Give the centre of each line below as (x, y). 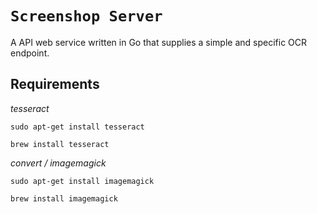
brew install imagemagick (64, 198)
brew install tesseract (60, 144)
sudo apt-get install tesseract (77, 127)
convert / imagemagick (58, 163)
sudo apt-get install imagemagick (82, 181)
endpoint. (30, 53)
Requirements (55, 84)
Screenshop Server (86, 16)
